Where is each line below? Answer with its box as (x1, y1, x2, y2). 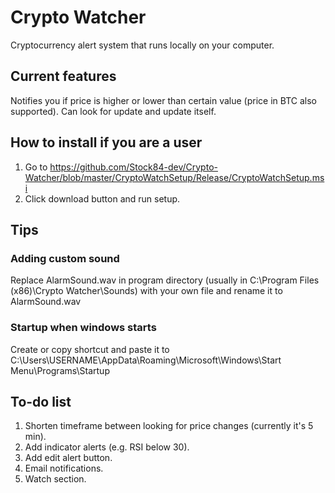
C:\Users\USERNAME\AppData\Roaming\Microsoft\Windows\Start (10, 354, 282, 366)
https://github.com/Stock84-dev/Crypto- (49, 161, 218, 173)
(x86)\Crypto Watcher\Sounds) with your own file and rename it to (10, 285, 283, 297)
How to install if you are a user (10, 134, 203, 151)
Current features (10, 68, 117, 85)
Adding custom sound (10, 251, 120, 265)
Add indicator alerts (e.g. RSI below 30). (24, 441, 190, 453)
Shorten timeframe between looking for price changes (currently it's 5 (24, 420, 314, 432)
